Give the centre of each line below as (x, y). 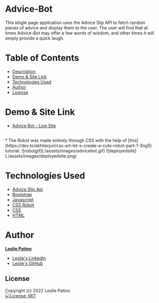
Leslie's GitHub (27, 263)
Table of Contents (42, 58)
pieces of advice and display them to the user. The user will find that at (77, 27)
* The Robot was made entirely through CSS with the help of (66, 140)
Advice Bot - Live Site (34, 125)
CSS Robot (23, 205)
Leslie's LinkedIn (29, 258)
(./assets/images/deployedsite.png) (41, 156)
